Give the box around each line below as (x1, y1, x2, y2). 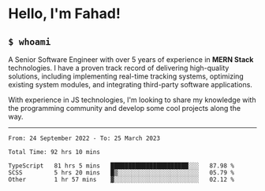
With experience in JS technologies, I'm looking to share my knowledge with (8, 95, 256, 105)
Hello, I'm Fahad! (8, 5, 121, 23)
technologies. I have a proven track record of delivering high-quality (8, 64, 230, 72)
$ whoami (8, 36, 51, 47)
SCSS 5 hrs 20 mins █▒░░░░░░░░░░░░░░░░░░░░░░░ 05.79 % (8, 169, 235, 177)
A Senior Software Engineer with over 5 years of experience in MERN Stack (8, 55, 254, 64)
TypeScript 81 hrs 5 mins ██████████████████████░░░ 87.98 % (8, 162, 235, 170)
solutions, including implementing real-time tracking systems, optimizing (8, 72, 244, 81)
